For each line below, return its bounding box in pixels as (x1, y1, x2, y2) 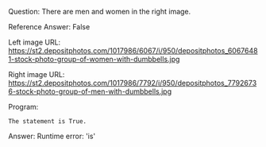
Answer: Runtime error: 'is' (8, 131, 96, 141)
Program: (8, 103, 39, 111)
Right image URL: (8, 70, 65, 79)
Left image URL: (8, 37, 61, 47)
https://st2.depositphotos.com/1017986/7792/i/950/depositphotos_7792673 (8, 79, 257, 87)
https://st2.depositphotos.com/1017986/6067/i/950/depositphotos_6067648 (8, 46, 258, 55)
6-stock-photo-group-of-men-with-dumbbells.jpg (8, 87, 172, 96)
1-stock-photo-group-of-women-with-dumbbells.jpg (8, 55, 180, 64)
